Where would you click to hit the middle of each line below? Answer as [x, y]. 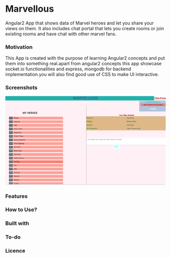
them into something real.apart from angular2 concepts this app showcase [83, 64]
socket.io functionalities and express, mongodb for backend [68, 69]
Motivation [19, 47]
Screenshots [21, 88]
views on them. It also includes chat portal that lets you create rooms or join [85, 28]
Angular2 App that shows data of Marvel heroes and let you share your [80, 23]
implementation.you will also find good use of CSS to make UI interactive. [82, 74]
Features [17, 196]
